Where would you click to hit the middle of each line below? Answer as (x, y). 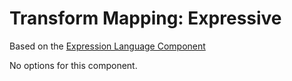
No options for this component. (73, 65)
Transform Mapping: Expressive (145, 18)
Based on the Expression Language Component (107, 46)
